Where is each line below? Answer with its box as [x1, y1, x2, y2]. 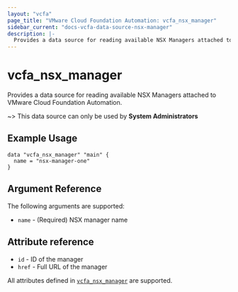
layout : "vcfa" [7, 10, 52, 18]
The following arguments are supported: [7, 201, 125, 210]
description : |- [7, 30, 55, 38]
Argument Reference [7, 183, 102, 195]
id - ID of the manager [17, 254, 84, 263]
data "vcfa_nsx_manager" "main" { [7, 151, 110, 158]
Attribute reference [7, 236, 94, 248]
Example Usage [7, 133, 78, 145]
